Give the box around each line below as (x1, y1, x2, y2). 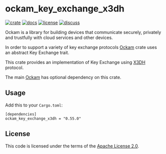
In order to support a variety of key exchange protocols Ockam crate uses (5, 44, 157, 50)
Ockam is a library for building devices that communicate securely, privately (5, 29, 162, 35)
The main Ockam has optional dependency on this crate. (5, 74, 122, 80)
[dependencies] (5, 111, 37, 116)
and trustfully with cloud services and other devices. (5, 34, 113, 40)
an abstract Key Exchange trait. (5, 49, 70, 55)
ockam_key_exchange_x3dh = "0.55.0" (5, 116, 81, 121)
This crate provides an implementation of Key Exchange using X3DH (5, 59, 146, 65)
